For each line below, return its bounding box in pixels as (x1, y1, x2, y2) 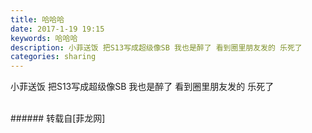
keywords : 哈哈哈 (10, 33, 78, 43)
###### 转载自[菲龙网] (10, 112, 106, 125)
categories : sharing (10, 52, 97, 62)
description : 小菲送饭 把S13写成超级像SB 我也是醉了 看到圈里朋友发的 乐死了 (10, 42, 303, 53)
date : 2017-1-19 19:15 (10, 24, 105, 34)
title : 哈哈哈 (10, 14, 65, 25)
